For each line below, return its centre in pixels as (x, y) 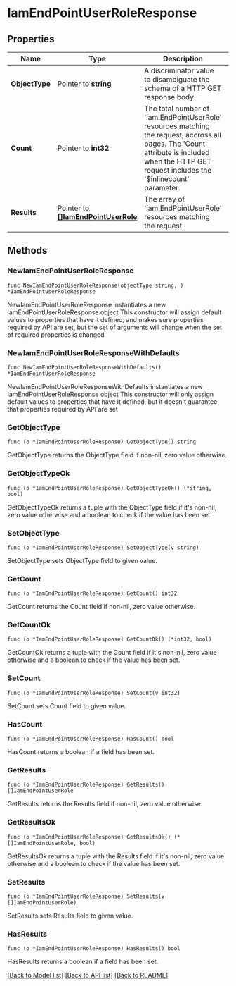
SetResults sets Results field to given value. (70, 916)
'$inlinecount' (166, 179)
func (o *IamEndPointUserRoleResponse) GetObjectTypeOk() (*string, (110, 488)
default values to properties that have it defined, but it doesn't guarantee (112, 401)
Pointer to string (84, 84)
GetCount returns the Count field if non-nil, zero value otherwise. (101, 607)
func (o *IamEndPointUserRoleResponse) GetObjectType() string (102, 442)
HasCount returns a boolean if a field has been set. (81, 752)
